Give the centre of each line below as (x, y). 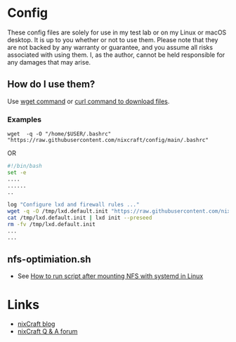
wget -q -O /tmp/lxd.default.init (58, 211)
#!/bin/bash (25, 166)
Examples (25, 119)
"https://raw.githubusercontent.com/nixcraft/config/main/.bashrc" (108, 140)
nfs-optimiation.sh (49, 259)
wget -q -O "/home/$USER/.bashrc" (59, 134)
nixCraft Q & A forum (47, 331)
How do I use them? (51, 85)
